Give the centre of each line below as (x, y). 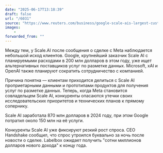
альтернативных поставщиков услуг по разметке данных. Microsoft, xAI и (81, 65)
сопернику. (17, 106)
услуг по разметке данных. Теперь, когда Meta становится (66, 91)
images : (13, 28)
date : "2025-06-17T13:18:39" (34, 9)
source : (13, 23)
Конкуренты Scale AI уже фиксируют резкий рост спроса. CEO (70, 130)
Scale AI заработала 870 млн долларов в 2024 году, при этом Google (77, 115)
